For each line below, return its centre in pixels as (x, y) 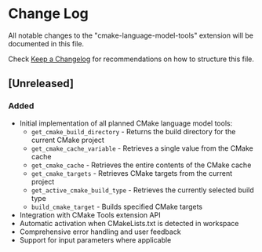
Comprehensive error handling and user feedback (100, 232)
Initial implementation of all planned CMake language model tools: (126, 123)
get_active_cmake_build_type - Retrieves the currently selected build (142, 190)
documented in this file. (46, 43)
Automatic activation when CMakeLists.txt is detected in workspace (129, 223)
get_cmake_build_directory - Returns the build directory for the (133, 131)
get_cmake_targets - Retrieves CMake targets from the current (132, 173)
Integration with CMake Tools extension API (90, 215)
